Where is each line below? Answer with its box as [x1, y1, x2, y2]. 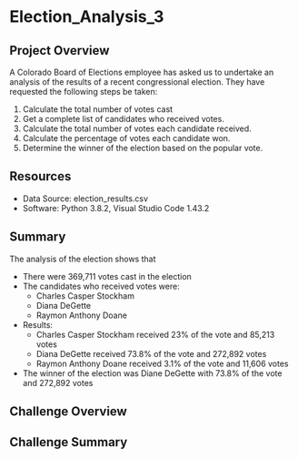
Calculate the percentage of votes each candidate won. [22, 133, 231, 143]
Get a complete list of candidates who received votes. [22, 114, 224, 124]
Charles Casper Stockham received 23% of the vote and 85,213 [35, 329, 275, 340]
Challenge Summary [9, 434, 128, 450]
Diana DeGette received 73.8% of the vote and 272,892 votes [35, 348, 267, 359]
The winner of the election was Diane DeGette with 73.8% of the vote [22, 367, 283, 379]
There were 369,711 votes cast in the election [22, 270, 193, 281]
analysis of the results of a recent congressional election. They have [9, 76, 265, 87]
